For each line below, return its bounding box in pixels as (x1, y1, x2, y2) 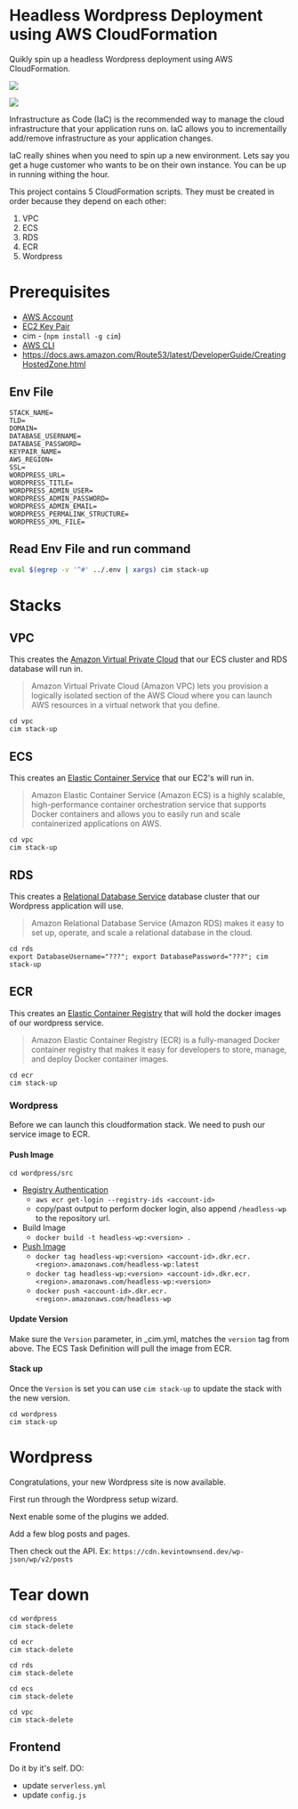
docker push (35, 1287, 80, 1296)
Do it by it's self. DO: (9, 1763, 85, 1773)
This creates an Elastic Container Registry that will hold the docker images (9, 1007, 282, 1018)
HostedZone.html (21, 358, 86, 370)
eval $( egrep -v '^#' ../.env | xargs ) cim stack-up (9, 565, 209, 574)
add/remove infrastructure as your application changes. (9, 133, 213, 143)
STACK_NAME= (9, 408, 53, 417)
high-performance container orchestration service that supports (30, 799, 267, 811)
